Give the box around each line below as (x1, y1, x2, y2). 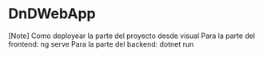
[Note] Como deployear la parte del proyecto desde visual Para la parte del (8, 31, 256, 40)
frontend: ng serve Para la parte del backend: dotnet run (8, 39, 194, 48)
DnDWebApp (8, 5, 96, 23)
